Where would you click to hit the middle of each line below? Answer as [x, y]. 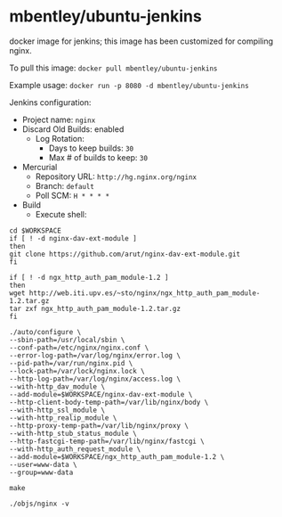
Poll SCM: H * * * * [72, 195]
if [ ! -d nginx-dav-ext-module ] [73, 238]
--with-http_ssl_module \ [57, 410]
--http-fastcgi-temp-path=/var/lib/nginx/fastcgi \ [107, 441]
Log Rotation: [60, 138]
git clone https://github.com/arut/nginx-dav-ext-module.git [125, 254]
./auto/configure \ [45, 332]
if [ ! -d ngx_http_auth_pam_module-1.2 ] [89, 277]
